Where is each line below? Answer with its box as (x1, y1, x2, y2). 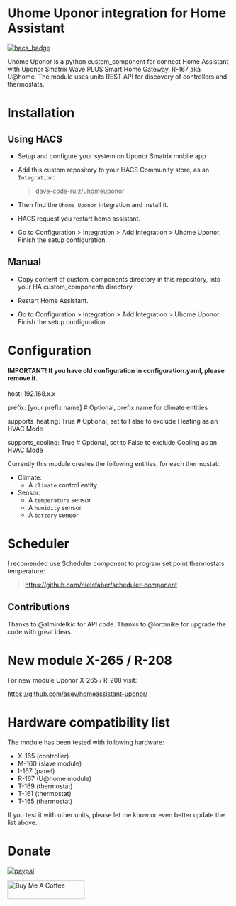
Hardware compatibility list (7, 714, 170, 731)
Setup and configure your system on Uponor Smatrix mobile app (17, 151, 207, 160)
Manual (7, 256, 41, 268)
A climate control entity (28, 481, 98, 490)
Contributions (7, 601, 70, 613)
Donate (7, 843, 51, 859)
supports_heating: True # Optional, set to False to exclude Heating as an (7, 417, 218, 426)
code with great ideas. (7, 627, 73, 636)
